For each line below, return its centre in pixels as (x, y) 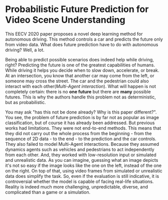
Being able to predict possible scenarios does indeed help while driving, (79, 59)
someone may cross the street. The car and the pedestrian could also (77, 81)
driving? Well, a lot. (25, 50)
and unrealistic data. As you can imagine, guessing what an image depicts (82, 160)
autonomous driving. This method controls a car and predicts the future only (84, 39)
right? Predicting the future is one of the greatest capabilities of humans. (80, 65)
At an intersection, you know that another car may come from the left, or (80, 75)
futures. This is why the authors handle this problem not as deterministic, (81, 97)
